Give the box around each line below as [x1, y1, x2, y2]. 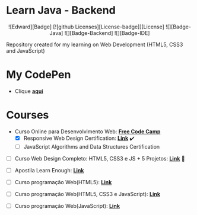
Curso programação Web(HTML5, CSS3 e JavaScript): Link [14, 191, 161, 198]
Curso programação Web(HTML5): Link [14, 179, 112, 185]
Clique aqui [14, 87, 43, 95]
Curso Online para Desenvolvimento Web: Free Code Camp [14, 128, 161, 135]
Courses [6, 108, 49, 122]
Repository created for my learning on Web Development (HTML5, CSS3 [6, 41, 183, 48]
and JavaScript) [6, 47, 45, 54]
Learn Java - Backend [6, 4, 116, 17]
